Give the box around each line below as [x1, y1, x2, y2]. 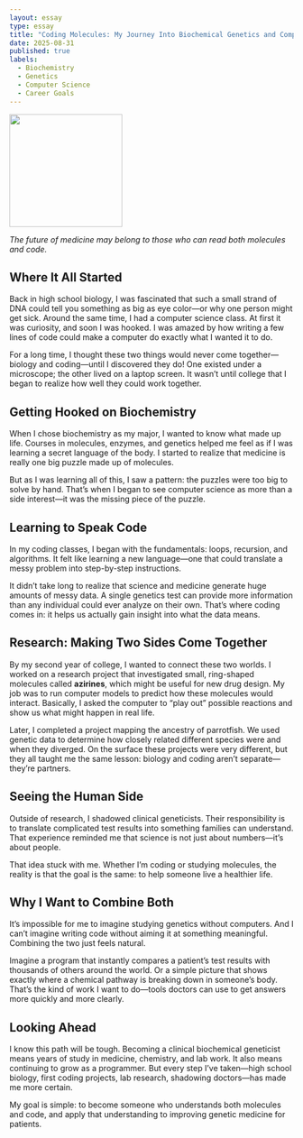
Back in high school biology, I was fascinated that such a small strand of [9, 294, 278, 305]
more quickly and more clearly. [9, 994, 124, 1005]
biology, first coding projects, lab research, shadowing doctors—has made [9, 1072, 287, 1083]
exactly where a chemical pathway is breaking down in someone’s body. [9, 975, 278, 986]
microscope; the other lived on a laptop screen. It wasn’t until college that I [9, 369, 287, 380]
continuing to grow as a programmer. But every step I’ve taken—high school [9, 1063, 292, 1074]
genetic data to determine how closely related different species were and [9, 734, 281, 745]
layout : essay [9, 13, 63, 23]
